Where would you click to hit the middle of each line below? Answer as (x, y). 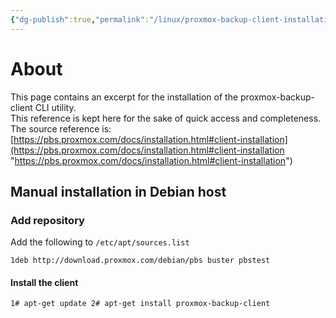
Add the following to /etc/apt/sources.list (100, 242)
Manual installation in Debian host (118, 191)
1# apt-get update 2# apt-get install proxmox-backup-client (140, 304)
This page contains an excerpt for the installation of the (124, 97)
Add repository (47, 220)
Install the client (44, 282)
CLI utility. (55, 107)
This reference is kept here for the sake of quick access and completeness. (166, 118)
